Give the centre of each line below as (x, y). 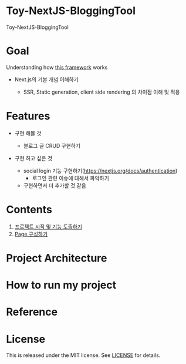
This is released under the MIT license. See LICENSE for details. (83, 355)
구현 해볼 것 (28, 133)
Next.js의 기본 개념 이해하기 (47, 79)
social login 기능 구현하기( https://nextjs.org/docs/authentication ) (100, 171)
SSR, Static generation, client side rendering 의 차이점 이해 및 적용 (102, 92)
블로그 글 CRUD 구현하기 (52, 145)
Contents (29, 210)
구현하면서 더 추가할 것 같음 (55, 185)
